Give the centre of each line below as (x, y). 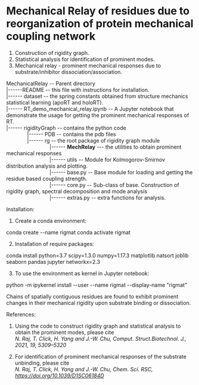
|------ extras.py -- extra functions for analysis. (107, 198)
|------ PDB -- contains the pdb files (71, 134)
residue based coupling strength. (47, 178)
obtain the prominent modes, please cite (64, 332)
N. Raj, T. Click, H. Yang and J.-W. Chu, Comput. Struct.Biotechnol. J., (100, 338)
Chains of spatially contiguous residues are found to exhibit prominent (92, 296)
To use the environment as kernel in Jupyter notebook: (82, 273)
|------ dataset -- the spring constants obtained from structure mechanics (97, 96)
